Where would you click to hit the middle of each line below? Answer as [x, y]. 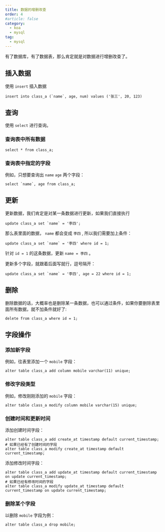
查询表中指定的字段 [28, 163]
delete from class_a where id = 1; [41, 318]
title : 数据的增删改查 [26, 10]
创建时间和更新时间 [28, 418]
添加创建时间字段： [25, 430]
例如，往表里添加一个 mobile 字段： [41, 362]
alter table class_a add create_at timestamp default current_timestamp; [82, 439]
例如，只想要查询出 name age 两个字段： [45, 175]
